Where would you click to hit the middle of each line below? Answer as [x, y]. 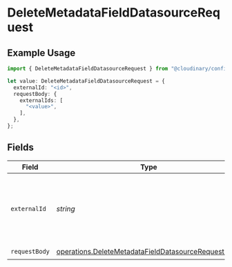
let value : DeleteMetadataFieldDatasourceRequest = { [86, 81]
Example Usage [41, 53]
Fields [21, 147]
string [66, 208]
